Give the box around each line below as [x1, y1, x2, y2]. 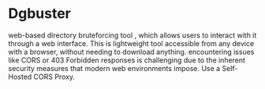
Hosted [8, 72, 32, 81]
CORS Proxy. [33, 72, 76, 81]
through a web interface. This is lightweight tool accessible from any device [8, 38, 255, 48]
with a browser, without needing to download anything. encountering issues [8, 47, 255, 56]
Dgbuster [8, 5, 71, 23]
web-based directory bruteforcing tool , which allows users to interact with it [8, 30, 257, 40]
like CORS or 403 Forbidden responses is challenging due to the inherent [8, 55, 246, 65]
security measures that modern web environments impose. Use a [8, 63, 221, 73]
